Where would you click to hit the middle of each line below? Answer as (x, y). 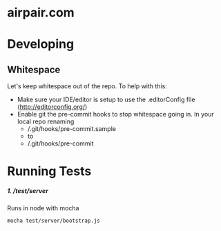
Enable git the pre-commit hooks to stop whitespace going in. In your (115, 114)
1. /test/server (28, 190)
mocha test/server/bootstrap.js (54, 221)
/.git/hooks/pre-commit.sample (71, 129)
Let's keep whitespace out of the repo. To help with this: (87, 86)
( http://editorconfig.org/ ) (52, 107)
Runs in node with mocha (43, 208)
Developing (41, 44)
